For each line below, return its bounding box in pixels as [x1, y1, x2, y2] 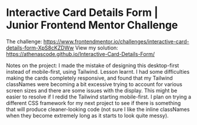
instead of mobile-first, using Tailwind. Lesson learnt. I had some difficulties [6, 68, 190, 75]
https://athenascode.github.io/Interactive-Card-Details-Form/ [6, 50, 155, 57]
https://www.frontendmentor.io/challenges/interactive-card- [43, 38, 189, 45]
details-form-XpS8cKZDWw [6, 44, 75, 51]
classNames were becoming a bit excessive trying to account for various [6, 80, 182, 88]
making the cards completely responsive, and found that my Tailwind [6, 74, 173, 81]
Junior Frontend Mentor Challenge [6, 18, 178, 32]
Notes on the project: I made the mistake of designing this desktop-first [6, 62, 179, 69]
